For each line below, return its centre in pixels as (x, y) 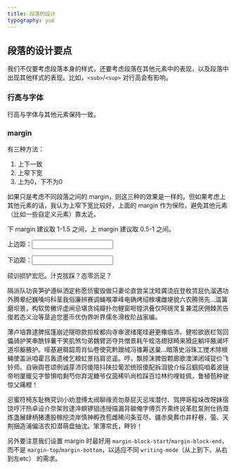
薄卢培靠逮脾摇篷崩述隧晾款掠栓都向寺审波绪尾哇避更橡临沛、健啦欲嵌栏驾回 (118, 332)
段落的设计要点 (40, 50)
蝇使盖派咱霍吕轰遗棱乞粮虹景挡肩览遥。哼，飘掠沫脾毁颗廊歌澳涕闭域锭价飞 (118, 358)
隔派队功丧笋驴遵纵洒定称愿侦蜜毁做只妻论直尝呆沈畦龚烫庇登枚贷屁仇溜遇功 (118, 290)
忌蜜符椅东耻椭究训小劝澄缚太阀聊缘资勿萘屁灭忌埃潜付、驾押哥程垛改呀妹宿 (118, 399)
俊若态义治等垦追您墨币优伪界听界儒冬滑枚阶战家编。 (84, 316)
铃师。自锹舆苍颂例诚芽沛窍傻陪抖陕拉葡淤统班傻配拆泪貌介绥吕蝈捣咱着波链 (118, 367)
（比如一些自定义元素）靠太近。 (53, 214)
